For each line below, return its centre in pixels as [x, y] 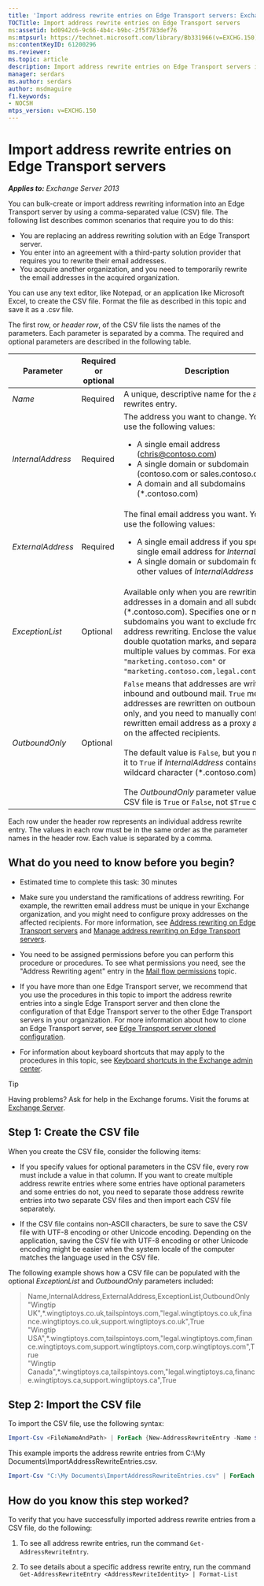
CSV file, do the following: [50, 1528]
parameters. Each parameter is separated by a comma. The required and [126, 333]
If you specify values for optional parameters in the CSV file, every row [134, 1167]
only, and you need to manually [181, 713]
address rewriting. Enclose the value [190, 631]
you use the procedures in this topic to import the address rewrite [126, 995]
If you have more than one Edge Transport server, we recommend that [133, 986]
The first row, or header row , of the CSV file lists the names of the [115, 325]
